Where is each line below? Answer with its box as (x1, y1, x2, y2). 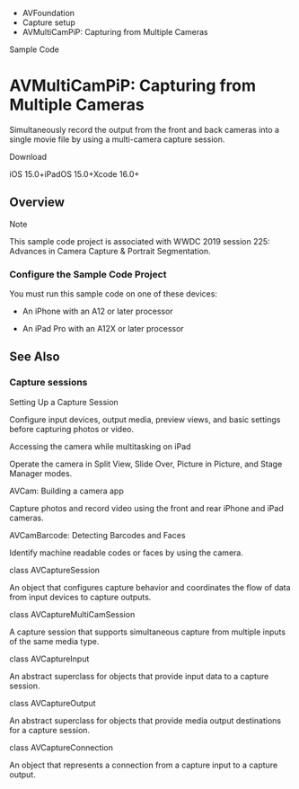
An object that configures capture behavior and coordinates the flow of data (9, 581, 291, 592)
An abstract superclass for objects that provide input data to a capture (9, 670, 269, 681)
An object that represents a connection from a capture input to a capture (9, 759, 278, 770)
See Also (9, 350, 60, 365)
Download (9, 151, 48, 162)
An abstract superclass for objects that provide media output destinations (9, 714, 281, 726)
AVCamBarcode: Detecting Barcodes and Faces (9, 529, 186, 540)
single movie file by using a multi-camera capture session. (9, 134, 225, 145)
